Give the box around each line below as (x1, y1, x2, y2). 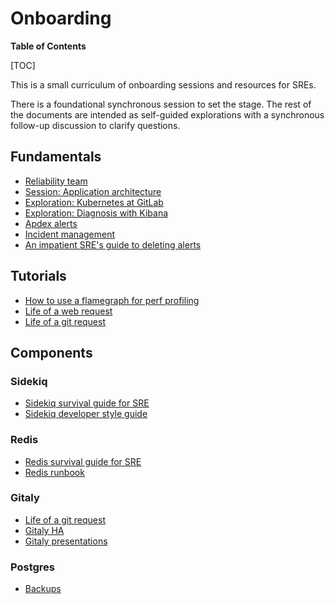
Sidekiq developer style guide (24, 408, 148, 420)
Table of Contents (10, 40, 87, 52)
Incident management (24, 228, 116, 240)
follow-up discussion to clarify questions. (10, 119, 181, 131)
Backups (24, 583, 62, 595)
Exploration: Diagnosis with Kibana (24, 207, 169, 219)
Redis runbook (24, 466, 85, 478)
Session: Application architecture (24, 185, 162, 197)
